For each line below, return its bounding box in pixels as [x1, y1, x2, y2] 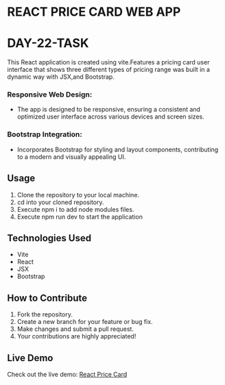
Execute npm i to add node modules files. [16, 205, 134, 213]
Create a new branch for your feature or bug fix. [16, 318, 153, 326]
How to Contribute [7, 292, 88, 303]
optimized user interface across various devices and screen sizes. [16, 112, 204, 121]
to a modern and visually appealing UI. [16, 152, 126, 161]
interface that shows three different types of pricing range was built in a [7, 66, 211, 74]
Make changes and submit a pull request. [16, 325, 134, 333]
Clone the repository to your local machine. [16, 190, 139, 199]
